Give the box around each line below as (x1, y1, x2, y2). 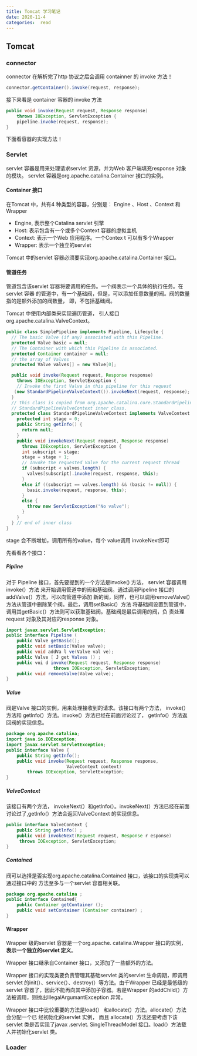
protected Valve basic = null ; (11, 340, 88, 346)
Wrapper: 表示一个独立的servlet (14, 242, 91, 249)
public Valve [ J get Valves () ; (16, 654, 101, 660)
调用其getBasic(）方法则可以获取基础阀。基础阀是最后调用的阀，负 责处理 (6, 608, 185, 615)
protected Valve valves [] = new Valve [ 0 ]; (11, 362, 117, 368)
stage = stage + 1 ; (21, 454, 69, 460)
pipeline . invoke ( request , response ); (16, 119, 109, 125)
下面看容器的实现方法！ (6, 136, 63, 143)
